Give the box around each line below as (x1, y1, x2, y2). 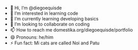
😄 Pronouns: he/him (10, 34, 53, 40)
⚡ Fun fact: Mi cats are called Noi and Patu (10, 40, 100, 46)
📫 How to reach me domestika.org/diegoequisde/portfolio (10, 27, 133, 33)
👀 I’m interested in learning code (10, 10, 78, 16)
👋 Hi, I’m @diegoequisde (10, 5, 62, 11)
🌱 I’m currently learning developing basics (10, 16, 99, 21)
